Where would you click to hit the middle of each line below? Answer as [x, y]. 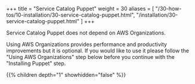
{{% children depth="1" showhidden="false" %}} [66, 75]
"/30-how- [168, 9]
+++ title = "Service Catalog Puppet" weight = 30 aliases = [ [80, 9]
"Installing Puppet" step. [36, 63]
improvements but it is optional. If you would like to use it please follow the [98, 51]
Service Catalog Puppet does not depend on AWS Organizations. [86, 33]
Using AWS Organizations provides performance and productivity [86, 44]
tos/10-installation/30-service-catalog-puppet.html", [71, 15]
